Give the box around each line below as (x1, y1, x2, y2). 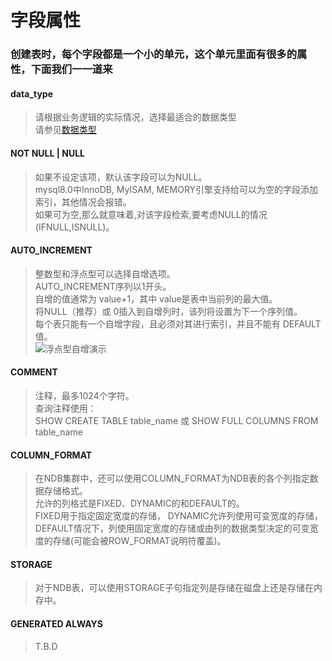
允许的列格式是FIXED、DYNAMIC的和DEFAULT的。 (34, 497, 245, 510)
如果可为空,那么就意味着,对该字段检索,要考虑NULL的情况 (34, 208, 268, 220)
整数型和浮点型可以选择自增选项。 (34, 267, 176, 280)
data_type (10, 87, 53, 100)
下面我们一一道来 (30, 62, 113, 76)
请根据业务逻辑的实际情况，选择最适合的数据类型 (34, 111, 237, 123)
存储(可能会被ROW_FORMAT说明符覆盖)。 (52, 535, 227, 547)
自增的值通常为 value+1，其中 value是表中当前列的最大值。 (34, 292, 278, 305)
